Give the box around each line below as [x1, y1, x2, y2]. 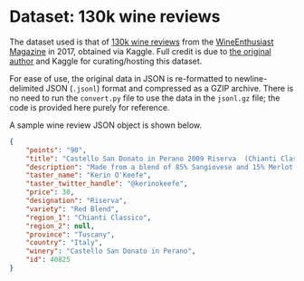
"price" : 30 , [25, 188, 75, 197]
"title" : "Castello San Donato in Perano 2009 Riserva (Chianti [25, 154, 278, 163]
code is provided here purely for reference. [9, 102, 170, 112]
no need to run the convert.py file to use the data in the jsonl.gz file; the [9, 92, 280, 103]
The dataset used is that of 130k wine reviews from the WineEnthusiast [9, 36, 274, 47]
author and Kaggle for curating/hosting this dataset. [9, 55, 203, 66]
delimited [9, 82, 44, 93]
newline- [234, 73, 268, 83]
